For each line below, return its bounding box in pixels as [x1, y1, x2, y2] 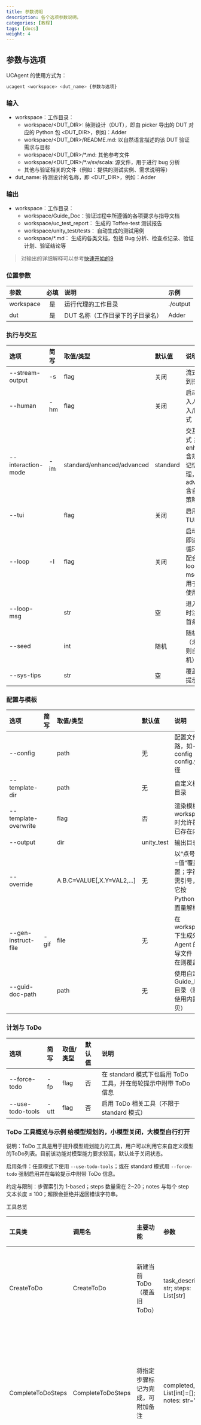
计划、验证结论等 [23, 242, 66, 249]
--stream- [9, 369, 41, 377]
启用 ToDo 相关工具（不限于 [101, 1099, 180, 1108]
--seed [9, 642, 31, 650]
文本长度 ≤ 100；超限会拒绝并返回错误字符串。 [6, 1190, 121, 1197]
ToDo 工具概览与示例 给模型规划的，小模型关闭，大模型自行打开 [6, 1127, 190, 1136]
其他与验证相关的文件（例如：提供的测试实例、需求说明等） [23, 166, 171, 174]
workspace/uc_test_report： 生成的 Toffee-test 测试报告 [23, 220, 163, 227]
